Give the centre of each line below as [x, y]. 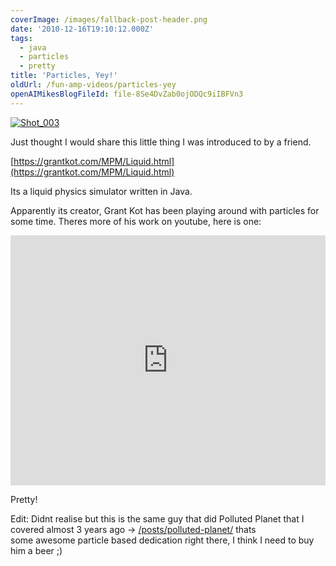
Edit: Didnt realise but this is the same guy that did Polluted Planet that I [157, 518]
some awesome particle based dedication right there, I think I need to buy [162, 540]
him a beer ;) [36, 550]
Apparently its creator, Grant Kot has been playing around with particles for [165, 210]
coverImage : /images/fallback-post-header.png [109, 19]
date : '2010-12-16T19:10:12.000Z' [82, 29]
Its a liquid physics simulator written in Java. [101, 191]
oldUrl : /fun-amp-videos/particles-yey [93, 85]
